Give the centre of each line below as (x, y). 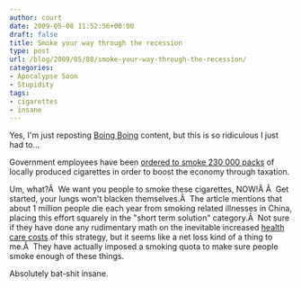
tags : (19, 93)
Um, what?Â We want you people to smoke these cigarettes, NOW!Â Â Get (149, 189)
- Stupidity (31, 85)
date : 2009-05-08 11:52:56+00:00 (72, 26)
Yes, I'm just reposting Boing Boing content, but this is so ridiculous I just (144, 135)
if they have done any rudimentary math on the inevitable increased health (147, 228)
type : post (30, 51)
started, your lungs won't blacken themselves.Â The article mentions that (146, 199)
